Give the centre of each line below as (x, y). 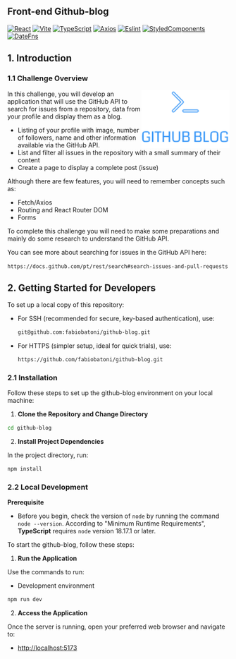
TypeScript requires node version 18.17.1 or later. (87, 531)
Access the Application (52, 613)
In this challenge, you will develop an (61, 94)
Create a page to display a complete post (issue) (88, 167)
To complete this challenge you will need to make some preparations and (113, 231)
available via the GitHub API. (58, 145)
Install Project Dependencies (61, 442)
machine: (21, 401)
